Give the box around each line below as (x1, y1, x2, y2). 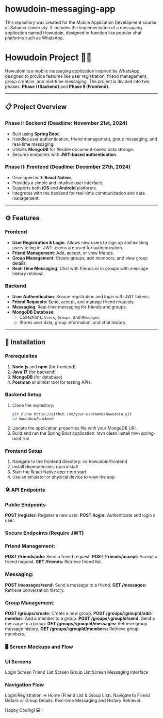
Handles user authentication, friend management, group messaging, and (12, 136, 158, 142)
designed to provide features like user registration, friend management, (5, 73, 148, 79)
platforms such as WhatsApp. (5, 35, 64, 41)
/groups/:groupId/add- (106, 610, 153, 616)
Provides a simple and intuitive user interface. (12, 180, 104, 186)
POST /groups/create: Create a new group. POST (5, 610, 105, 616)
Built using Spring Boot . (12, 131, 60, 137)
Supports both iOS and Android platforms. (12, 185, 97, 190)
